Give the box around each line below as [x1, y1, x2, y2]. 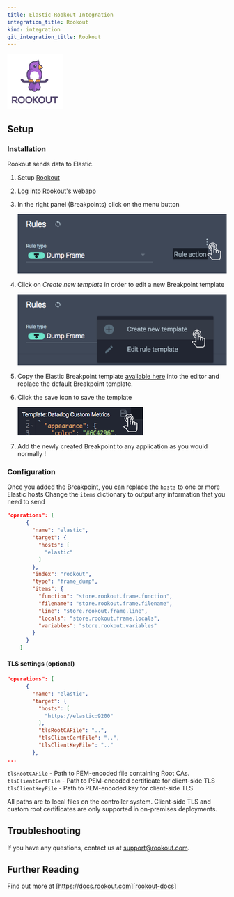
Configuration [7, 467, 56, 477]
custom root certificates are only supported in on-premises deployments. [7, 804, 218, 813]
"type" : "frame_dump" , [32, 578, 98, 585]
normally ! [17, 450, 47, 458]
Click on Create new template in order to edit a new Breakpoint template [17, 281, 225, 289]
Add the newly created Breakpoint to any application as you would [17, 442, 208, 451]
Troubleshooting [7, 825, 81, 837]
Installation [7, 143, 47, 153]
